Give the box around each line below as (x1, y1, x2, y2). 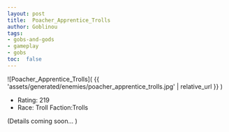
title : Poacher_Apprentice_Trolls (7, 17, 111, 24)
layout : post (7, 10, 45, 17)
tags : (7, 29, 23, 37)
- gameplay (7, 43, 39, 50)
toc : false (7, 56, 42, 63)
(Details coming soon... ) (7, 117, 78, 125)
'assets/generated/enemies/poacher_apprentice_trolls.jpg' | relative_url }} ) (7, 82, 223, 91)
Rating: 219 (17, 96, 50, 104)
